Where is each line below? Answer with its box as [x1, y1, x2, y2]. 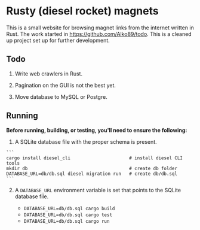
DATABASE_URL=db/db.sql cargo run [23, 218, 110, 224]
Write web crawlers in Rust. [14, 70, 82, 77]
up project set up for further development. [6, 37, 110, 44]
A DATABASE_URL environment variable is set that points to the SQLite [14, 186, 181, 193]
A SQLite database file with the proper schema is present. [14, 138, 157, 145]
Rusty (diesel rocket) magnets [6, 4, 159, 18]
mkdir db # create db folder [6, 165, 178, 171]
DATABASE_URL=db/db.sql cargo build [23, 205, 115, 211]
